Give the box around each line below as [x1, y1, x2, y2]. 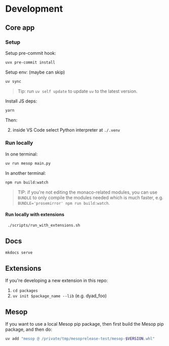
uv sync [5, 79, 22, 84]
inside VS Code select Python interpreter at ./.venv [12, 127, 120, 133]
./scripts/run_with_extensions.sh [7, 223, 80, 228]
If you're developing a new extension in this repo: [5, 277, 108, 284]
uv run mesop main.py [5, 161, 51, 166]
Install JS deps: [5, 98, 37, 104]
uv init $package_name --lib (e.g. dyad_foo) [12, 293, 107, 299]
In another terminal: [5, 170, 47, 176]
